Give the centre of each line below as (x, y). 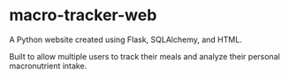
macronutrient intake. (48, 66)
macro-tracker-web (83, 15)
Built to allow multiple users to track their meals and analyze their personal (144, 56)
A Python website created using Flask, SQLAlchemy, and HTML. (126, 39)
